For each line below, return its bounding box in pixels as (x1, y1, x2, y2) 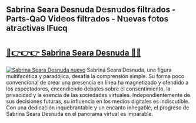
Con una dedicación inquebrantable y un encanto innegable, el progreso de (6, 104, 190, 111)
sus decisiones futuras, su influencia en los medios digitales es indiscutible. (6, 98, 190, 105)
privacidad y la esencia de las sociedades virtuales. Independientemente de (6, 92, 190, 98)
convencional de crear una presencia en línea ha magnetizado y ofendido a (6, 79, 189, 86)
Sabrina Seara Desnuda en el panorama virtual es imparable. (6, 111, 154, 117)
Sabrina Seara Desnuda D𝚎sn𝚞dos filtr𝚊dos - (6, 5, 176, 15)
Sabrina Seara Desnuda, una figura (87, 66, 172, 73)
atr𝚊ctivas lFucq (6, 23, 68, 33)
